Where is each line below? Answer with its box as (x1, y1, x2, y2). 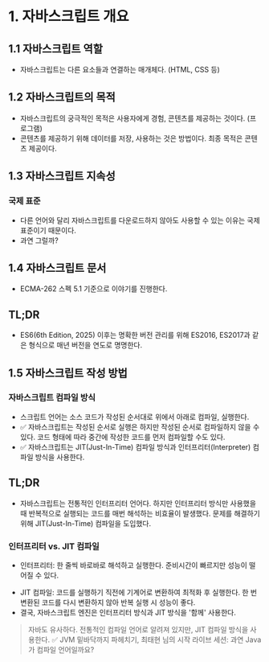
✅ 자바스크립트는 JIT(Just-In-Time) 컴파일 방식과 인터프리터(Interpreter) (19, 442, 251, 451)
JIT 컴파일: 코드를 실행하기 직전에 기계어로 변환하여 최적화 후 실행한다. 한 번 (19, 587, 258, 597)
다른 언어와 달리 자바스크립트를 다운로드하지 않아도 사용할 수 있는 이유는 (19, 215, 246, 225)
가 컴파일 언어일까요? (27, 644, 95, 654)
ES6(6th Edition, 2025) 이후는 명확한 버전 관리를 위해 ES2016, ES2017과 (19, 331, 251, 340)
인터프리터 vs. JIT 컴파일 (8, 541, 100, 552)
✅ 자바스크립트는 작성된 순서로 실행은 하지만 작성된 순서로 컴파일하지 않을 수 (19, 421, 260, 431)
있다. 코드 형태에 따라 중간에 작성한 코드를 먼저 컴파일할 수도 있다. (19, 432, 226, 442)
